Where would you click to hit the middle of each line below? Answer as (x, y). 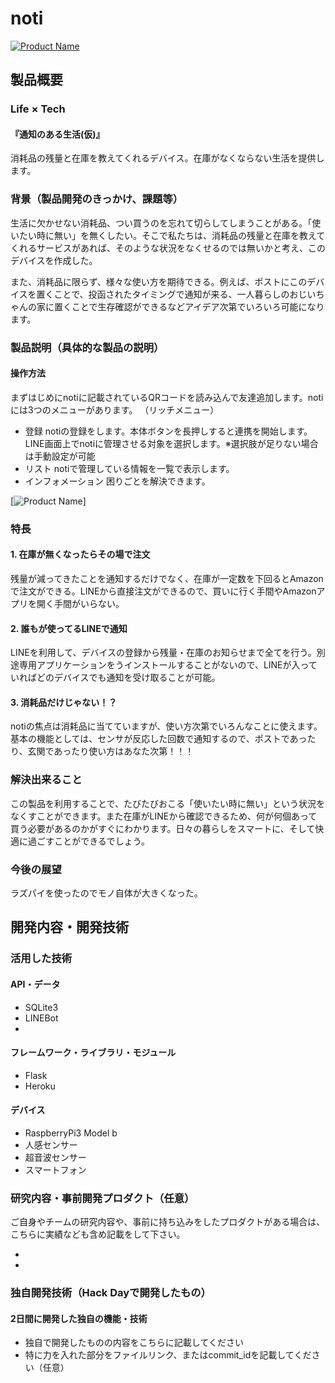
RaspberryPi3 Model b (71, 1133)
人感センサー (51, 1144)
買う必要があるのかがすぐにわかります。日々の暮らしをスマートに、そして (163, 828)
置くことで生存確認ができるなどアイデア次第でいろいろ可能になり (189, 306)
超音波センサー (55, 1157)
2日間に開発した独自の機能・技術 (79, 1318)
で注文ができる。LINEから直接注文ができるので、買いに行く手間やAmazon (163, 591)
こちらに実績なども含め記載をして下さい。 (98, 1234)
